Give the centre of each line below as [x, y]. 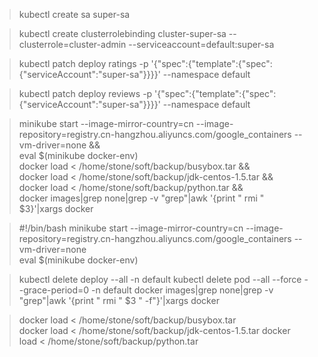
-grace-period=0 [54, 290]
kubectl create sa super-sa [74, 14]
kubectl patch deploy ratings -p [83, 63]
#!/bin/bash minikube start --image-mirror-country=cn [131, 228]
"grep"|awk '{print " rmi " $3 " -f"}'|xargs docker [119, 300]
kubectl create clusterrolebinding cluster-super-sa [122, 33]
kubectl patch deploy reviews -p [85, 93]
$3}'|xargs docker [56, 208]
